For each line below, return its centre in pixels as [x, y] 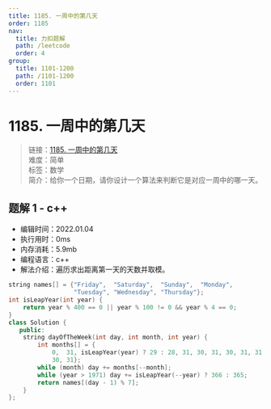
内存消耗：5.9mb [49, 249]
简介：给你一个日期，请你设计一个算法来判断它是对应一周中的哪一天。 [145, 180]
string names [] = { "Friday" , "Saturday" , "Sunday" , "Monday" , [121, 285]
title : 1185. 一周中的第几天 [53, 16]
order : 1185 [28, 23]
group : [19, 61]
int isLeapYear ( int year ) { [56, 300]
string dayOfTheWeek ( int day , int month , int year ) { [115, 337]
